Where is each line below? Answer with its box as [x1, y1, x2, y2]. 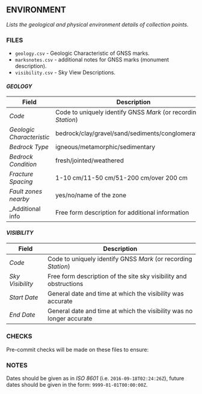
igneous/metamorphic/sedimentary [55, 143, 155, 151]
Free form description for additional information [55, 208, 189, 217]
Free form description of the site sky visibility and [47, 272, 187, 280]
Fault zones [9, 187, 43, 195]
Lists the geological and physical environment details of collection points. [6, 21, 189, 28]
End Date [9, 310, 35, 319]
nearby [9, 195, 30, 203]
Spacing [9, 177, 33, 186]
